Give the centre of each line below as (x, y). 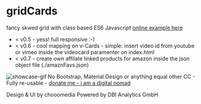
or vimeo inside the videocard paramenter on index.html (85, 52)
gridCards (32, 11)
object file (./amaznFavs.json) (52, 65)
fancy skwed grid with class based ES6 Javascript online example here (94, 28)
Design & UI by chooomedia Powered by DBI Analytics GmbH (82, 94)
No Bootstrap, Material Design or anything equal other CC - (122, 76)
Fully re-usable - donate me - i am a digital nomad (69, 83)
